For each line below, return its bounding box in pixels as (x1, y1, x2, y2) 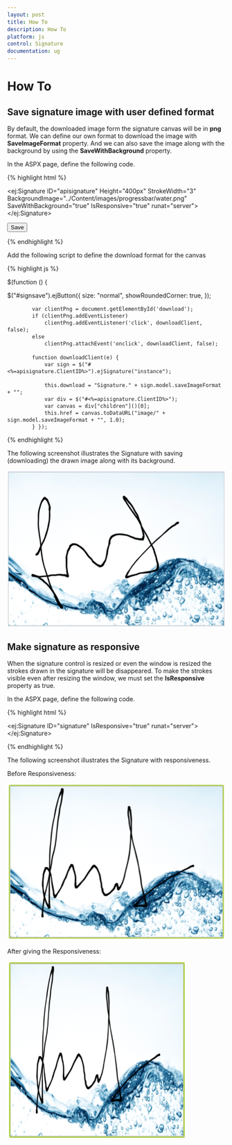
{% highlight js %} (7, 264, 59, 273)
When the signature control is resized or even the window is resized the (7, 659, 212, 667)
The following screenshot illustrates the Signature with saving (7, 449, 184, 457)
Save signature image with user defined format (7, 106, 215, 118)
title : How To (7, 18, 48, 26)
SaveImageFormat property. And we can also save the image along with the (7, 139, 225, 147)
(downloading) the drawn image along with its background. (7, 456, 175, 465)
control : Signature (7, 40, 64, 48)
